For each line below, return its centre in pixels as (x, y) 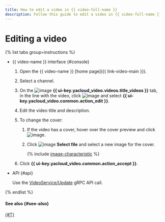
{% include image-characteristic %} (63, 154)
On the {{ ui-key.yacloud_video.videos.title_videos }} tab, (89, 91)
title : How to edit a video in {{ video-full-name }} (61, 10)
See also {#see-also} (27, 204)
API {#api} (23, 173)
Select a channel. (37, 81)
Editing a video (36, 39)
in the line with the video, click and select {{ (73, 96)
